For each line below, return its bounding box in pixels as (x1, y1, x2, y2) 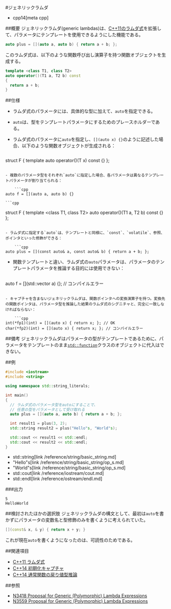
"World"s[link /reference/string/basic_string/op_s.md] (12, 465, 126, 471)
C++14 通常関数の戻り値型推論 (12, 571, 78, 577)
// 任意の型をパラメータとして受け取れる (10, 407, 85, 412)
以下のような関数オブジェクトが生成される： (21, 143, 116, 149)
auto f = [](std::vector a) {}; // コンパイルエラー (5, 280, 104, 287)
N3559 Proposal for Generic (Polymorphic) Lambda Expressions (12, 598, 148, 604)
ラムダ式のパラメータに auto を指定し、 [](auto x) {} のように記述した (12, 136, 159, 142)
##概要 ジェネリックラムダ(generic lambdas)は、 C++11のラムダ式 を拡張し (5, 25, 162, 31)
